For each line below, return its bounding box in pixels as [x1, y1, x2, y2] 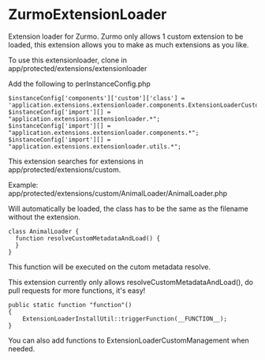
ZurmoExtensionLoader [8, 6, 167, 24]
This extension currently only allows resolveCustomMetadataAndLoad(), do [8, 277, 254, 287]
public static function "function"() [8, 301, 132, 309]
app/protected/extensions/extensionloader [8, 63, 147, 73]
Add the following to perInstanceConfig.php [8, 79, 151, 88]
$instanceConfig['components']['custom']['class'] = [8, 94, 185, 102]
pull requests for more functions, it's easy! [8, 286, 146, 295]
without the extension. [8, 212, 80, 222]
